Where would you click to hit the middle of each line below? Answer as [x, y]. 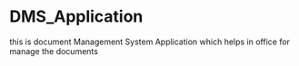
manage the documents [54, 51]
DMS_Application [76, 17]
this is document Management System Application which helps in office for [150, 42]
